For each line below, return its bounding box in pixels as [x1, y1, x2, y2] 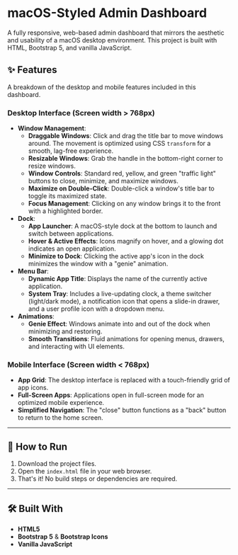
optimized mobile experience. [17, 399, 105, 407]
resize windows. [28, 161, 76, 171]
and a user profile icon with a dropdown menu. [28, 304, 165, 313]
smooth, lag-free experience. [28, 147, 114, 155]
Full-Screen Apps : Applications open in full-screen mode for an [17, 391, 204, 399]
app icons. [17, 384, 49, 392]
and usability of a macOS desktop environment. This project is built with [7, 35, 217, 44]
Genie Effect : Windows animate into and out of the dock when [28, 320, 210, 328]
